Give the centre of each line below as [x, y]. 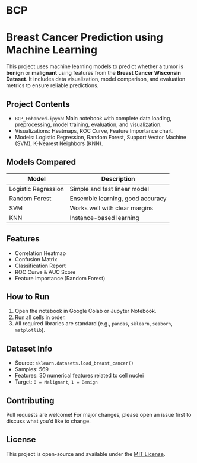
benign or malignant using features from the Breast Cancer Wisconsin [94, 73]
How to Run [28, 297]
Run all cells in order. [40, 317]
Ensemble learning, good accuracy [118, 198]
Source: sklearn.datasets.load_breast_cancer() [74, 363]
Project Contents [38, 104]
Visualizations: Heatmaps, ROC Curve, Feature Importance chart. [94, 130]
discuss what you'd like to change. [48, 421]
